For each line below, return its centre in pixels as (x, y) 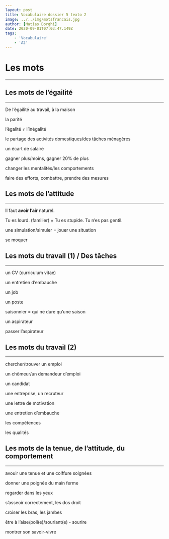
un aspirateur (19, 321)
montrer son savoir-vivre (31, 532)
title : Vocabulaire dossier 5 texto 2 (46, 15)
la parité (14, 119)
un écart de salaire (25, 148)
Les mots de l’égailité (39, 93)
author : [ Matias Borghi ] (31, 24)
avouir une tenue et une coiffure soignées (49, 473)
